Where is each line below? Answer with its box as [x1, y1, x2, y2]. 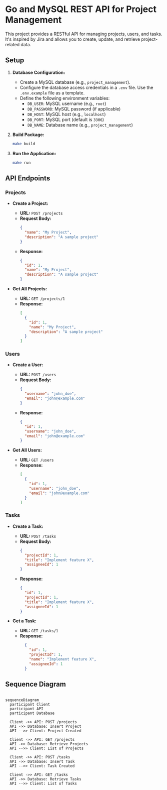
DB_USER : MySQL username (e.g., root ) [27, 100, 106, 106]
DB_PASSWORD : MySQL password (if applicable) [27, 105, 121, 111]
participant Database [9, 711, 55, 716]
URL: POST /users [19, 372, 56, 378]
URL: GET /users [19, 457, 54, 463]
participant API [9, 707, 43, 712]
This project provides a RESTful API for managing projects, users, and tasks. [5, 31, 162, 37]
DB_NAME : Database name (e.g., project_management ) [27, 122, 133, 128]
